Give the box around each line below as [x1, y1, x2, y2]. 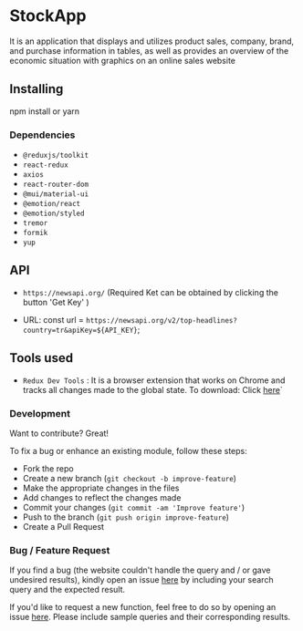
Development [9, 407, 71, 419]
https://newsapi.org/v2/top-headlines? [85, 315, 237, 325]
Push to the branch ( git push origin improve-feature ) [22, 512, 230, 522]
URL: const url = [22, 314, 85, 325]
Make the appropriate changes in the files [22, 482, 180, 493]
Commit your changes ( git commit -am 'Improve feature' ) [22, 502, 246, 512]
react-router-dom [22, 180, 89, 190]
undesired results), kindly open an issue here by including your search [9, 574, 274, 585]
